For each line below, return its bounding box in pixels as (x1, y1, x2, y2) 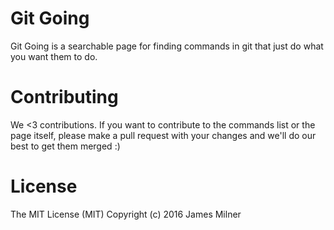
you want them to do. (10, 50, 98, 62)
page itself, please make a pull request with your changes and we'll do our (10, 129, 317, 141)
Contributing (10, 86, 119, 109)
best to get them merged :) (10, 140, 121, 152)
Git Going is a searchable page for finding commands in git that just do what (10, 40, 324, 52)
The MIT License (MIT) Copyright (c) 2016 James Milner (10, 208, 242, 220)
